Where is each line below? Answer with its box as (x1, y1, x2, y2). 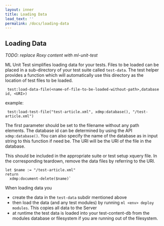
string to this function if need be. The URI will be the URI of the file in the (5, 138, 152, 144)
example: (5, 100, 24, 106)
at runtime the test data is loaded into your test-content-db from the (12, 210, 150, 216)
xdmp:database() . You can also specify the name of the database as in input (5, 133, 158, 139)
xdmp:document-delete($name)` (9, 176, 71, 181)
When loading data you (5, 185, 53, 191)
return (5, 172, 19, 177)
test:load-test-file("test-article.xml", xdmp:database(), (7, 109, 131, 115)
